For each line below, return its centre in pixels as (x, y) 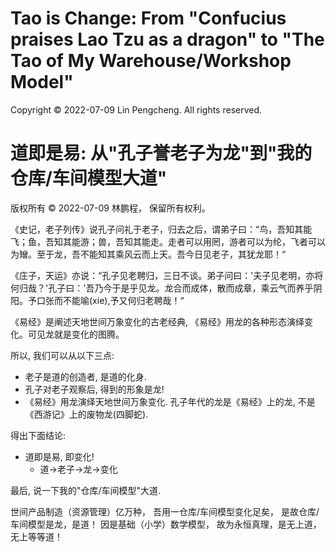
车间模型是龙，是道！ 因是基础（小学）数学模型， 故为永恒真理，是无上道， (166, 524)
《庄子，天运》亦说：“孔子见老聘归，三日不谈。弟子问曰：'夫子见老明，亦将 (167, 275)
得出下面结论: (38, 435)
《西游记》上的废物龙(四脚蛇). (86, 414)
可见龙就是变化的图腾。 (76, 334)
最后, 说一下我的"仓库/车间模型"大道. (86, 490)
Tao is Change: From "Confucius (148, 18)
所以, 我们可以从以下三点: (62, 355)
